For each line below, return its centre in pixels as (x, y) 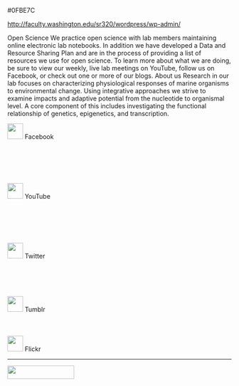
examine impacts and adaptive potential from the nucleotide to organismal (116, 98)
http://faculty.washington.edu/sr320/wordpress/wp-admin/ (94, 24)
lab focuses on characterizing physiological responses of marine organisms (118, 83)
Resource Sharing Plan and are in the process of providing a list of (104, 53)
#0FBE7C (21, 10)
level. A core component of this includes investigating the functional (107, 106)
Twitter (35, 256)
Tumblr (35, 309)
